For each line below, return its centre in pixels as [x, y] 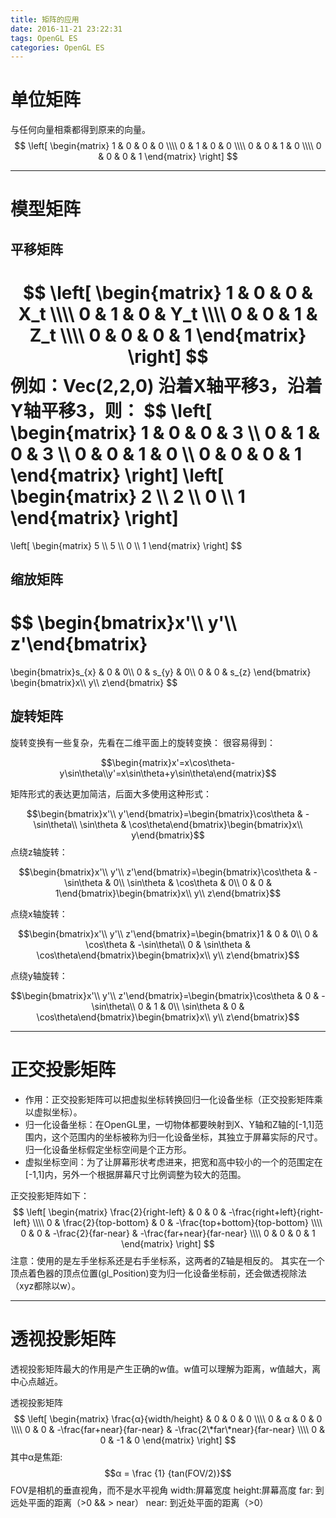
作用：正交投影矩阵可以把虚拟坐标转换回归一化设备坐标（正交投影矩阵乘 [173, 1099]
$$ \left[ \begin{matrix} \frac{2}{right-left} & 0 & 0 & [119, 1212]
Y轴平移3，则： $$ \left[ [111, 410]
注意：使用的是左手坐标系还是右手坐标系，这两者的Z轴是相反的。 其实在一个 [167, 1260]
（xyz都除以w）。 [45, 1285]
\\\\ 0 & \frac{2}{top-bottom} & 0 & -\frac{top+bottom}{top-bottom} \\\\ [177, 1222]
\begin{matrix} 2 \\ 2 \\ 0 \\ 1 [128, 496]
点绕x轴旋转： [39, 913]
